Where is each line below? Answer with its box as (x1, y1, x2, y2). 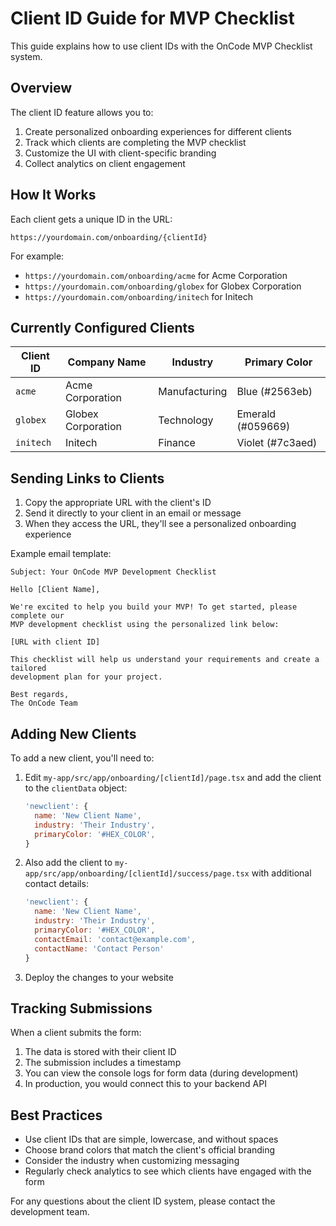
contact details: (24, 878, 89, 890)
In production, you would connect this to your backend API (24, 1078, 267, 1090)
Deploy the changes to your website (24, 971, 174, 983)
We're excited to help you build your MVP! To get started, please (10, 602, 298, 612)
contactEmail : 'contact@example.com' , (34, 934, 196, 944)
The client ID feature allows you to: (10, 106, 154, 118)
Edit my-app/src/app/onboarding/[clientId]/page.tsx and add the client (24, 772, 322, 783)
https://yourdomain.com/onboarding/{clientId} (10, 232, 208, 242)
